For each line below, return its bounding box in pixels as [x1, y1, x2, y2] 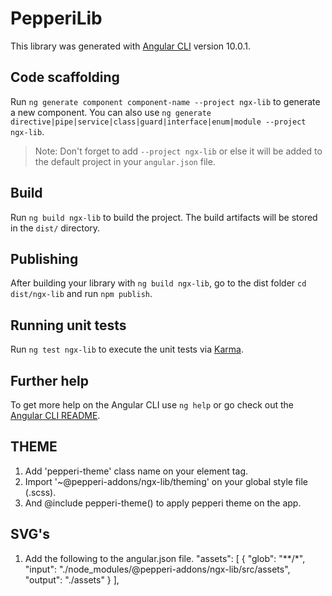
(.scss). [24, 486, 57, 498]
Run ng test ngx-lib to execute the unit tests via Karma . [10, 343, 244, 356]
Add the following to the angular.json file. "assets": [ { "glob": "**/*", [24, 552, 306, 564]
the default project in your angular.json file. [34, 155, 216, 167]
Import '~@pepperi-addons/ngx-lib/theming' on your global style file [24, 475, 308, 487]
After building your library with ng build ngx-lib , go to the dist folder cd [10, 277, 307, 289]
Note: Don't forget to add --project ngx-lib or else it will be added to [34, 145, 323, 157]
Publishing [10, 250, 79, 267]
